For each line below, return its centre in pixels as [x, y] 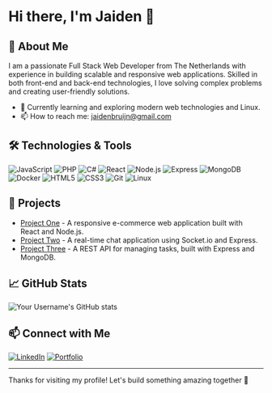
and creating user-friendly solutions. [69, 91]
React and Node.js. [52, 231]
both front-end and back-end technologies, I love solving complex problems [135, 83]
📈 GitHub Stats [48, 283]
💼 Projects [35, 203]
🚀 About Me [38, 46]
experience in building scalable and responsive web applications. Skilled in [133, 74]
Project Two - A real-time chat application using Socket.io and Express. [139, 240]
